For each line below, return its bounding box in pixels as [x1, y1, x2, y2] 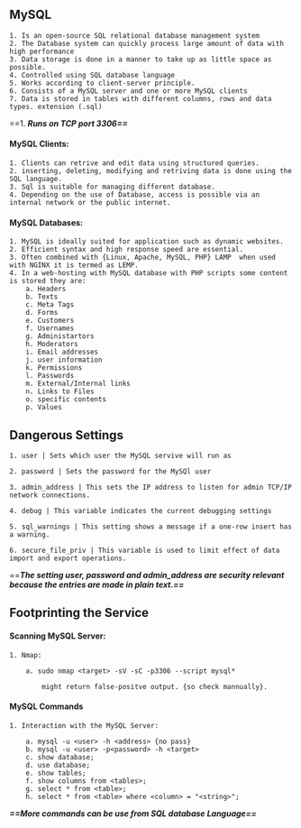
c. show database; [25, 752, 95, 761]
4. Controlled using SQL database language [9, 70, 176, 79]
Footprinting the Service [9, 605, 150, 621]
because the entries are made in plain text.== [9, 579, 185, 590]
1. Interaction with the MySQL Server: [9, 721, 160, 730]
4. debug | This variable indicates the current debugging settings [9, 507, 272, 516]
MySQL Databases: [9, 216, 84, 228]
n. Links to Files [25, 387, 95, 396]
